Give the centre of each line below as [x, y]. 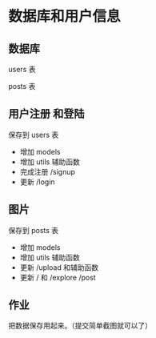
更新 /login [37, 182]
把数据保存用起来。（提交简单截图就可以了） [80, 326]
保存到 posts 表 [34, 230]
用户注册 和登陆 [46, 114]
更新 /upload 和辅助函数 [59, 267]
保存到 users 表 [34, 135]
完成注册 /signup [48, 171]
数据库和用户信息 [65, 16]
